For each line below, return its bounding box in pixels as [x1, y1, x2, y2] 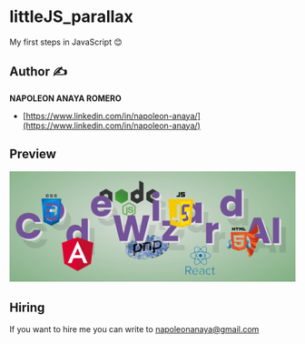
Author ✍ [9, 64, 68, 79]
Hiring [9, 299, 45, 315]
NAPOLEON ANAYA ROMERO [9, 93, 123, 104]
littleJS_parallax [9, 6, 133, 27]
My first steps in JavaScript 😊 [9, 36, 123, 47]
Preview [9, 147, 57, 162]
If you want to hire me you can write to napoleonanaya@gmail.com [9, 323, 260, 334]
